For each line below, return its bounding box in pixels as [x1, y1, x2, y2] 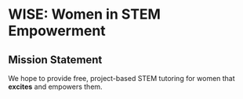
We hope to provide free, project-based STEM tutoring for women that [8, 74, 235, 83]
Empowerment [8, 22, 106, 40]
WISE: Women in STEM [8, 5, 161, 23]
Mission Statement [8, 53, 103, 66]
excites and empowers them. [8, 82, 103, 91]
